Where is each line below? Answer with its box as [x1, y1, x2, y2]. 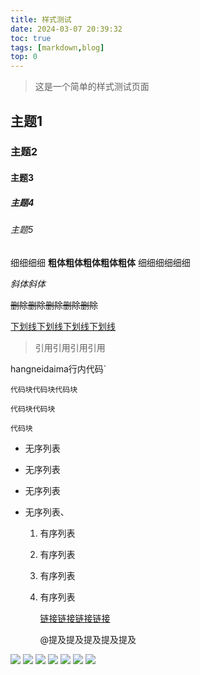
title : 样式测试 [10, 14, 72, 25]
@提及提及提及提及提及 [39, 633, 137, 645]
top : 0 [10, 52, 38, 62]
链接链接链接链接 [39, 612, 111, 624]
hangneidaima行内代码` [10, 362, 107, 375]
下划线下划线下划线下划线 [10, 320, 116, 332]
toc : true [10, 33, 52, 43]
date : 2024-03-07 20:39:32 [10, 24, 123, 34]
